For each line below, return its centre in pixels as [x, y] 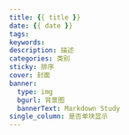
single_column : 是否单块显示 [59, 116]
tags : [19, 34]
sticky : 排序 [32, 67]
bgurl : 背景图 [41, 100]
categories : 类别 [40, 59]
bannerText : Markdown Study [69, 108]
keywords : [27, 42]
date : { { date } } [41, 26]
